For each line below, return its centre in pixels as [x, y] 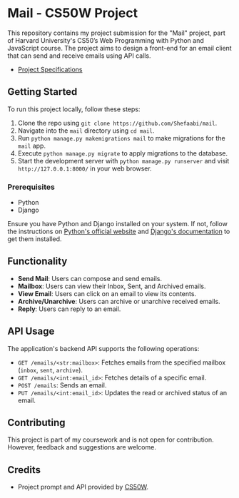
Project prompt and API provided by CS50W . [83, 487]
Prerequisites [31, 187]
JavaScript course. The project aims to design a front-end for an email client [119, 48]
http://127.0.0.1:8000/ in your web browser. [85, 168]
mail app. [32, 146]
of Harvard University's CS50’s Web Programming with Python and [106, 40]
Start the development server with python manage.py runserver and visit [123, 161]
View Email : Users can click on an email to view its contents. [107, 293]
